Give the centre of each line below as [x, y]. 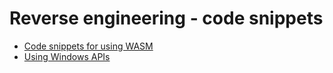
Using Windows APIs [67, 56]
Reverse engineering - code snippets [166, 18]
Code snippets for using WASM [88, 46]
